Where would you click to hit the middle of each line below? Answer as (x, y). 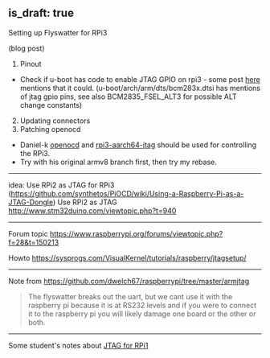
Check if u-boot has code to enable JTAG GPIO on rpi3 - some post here (140, 79)
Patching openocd (50, 129)
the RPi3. (35, 153)
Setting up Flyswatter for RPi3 (58, 32)
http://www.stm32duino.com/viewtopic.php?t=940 (92, 210)
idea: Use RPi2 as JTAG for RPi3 (61, 185)
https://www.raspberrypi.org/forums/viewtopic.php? (136, 233)
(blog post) (27, 48)
